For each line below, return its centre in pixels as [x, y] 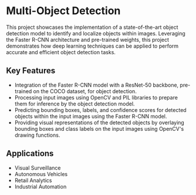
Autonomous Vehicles [41, 174]
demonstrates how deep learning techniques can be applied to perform [92, 46]
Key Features [31, 71]
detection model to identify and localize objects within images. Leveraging [96, 33]
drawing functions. [37, 135]
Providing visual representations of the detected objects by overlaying [99, 123]
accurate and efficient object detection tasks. [61, 52]
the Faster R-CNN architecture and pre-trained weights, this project [87, 39]
